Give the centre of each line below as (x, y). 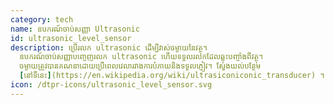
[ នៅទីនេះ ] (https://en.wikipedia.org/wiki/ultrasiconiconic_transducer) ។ (172, 76)
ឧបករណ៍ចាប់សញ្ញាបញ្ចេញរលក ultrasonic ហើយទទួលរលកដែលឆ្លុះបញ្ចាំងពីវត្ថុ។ (141, 57)
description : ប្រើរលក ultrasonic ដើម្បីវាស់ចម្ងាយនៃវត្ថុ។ (109, 47)
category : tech (42, 19)
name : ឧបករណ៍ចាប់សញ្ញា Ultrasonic (75, 29)
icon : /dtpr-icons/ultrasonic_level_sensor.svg (111, 85)
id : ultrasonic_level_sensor (71, 38)
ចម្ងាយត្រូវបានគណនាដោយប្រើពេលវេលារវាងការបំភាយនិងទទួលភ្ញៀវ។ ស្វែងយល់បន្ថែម (140, 66)
